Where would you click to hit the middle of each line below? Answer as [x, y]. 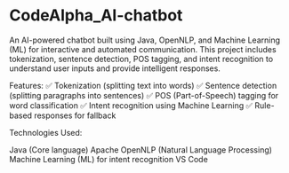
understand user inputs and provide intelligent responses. [115, 68]
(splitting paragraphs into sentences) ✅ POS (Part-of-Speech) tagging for [144, 95]
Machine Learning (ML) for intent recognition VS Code [109, 159]
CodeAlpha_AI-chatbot [96, 16]
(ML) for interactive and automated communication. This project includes [143, 49]
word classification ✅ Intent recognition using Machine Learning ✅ [131, 105]
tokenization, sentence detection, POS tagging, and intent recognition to [141, 59]
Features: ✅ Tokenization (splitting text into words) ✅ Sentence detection [143, 85]
